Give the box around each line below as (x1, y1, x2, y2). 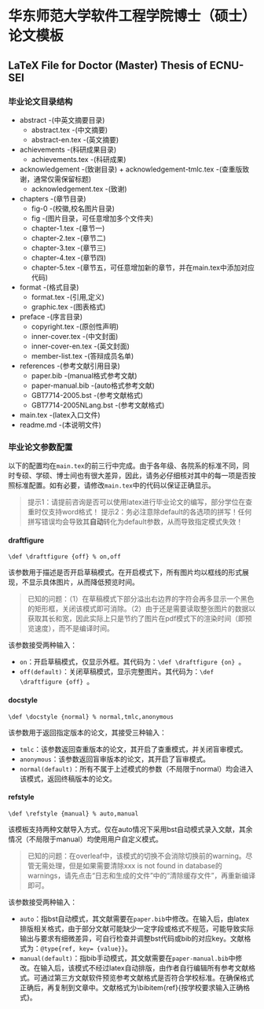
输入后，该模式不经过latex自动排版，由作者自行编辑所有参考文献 (40, 963, 249, 972)
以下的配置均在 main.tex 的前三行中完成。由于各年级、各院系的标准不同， (8, 461, 244, 470)
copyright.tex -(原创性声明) (31, 322, 119, 331)
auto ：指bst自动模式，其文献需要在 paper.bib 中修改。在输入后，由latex (19, 914, 250, 923)
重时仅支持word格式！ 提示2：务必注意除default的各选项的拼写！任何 (27, 507, 252, 517)
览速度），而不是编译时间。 (27, 624, 114, 633)
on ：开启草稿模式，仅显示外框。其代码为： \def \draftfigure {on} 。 (19, 657, 246, 667)
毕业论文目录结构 (8, 96, 73, 107)
